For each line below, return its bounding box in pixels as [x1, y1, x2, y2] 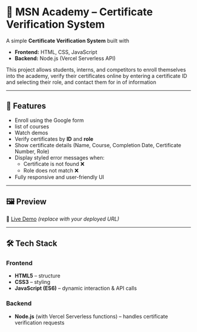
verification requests [14, 319, 64, 326]
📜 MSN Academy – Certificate [6, 5, 153, 19]
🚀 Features [6, 101, 46, 111]
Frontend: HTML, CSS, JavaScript [14, 48, 98, 55]
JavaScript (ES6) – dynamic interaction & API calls [14, 284, 137, 292]
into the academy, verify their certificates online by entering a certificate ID [6, 72, 188, 79]
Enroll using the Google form [14, 117, 84, 124]
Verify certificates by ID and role [14, 135, 94, 143]
